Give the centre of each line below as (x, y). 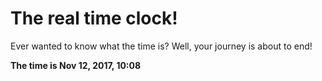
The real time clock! (94, 18)
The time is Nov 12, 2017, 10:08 (76, 65)
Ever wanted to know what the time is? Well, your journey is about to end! (161, 46)
